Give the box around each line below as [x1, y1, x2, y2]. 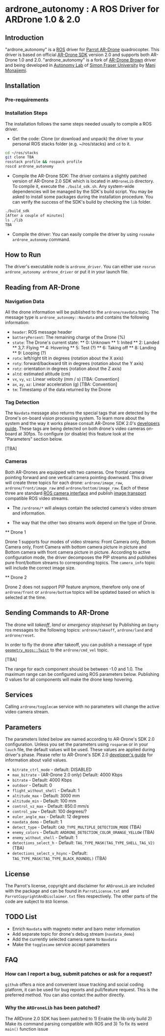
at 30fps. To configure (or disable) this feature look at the [18, 431, 134, 437]
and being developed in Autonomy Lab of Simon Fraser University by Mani [5, 62, 156, 68]
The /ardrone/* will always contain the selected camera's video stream [12, 505, 157, 511]
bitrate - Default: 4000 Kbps [12, 777, 72, 783]
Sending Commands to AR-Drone [5, 609, 109, 617]
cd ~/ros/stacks [5, 150, 38, 155]
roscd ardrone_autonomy [5, 164, 54, 169]
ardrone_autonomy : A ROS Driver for [5, 3, 160, 15]
